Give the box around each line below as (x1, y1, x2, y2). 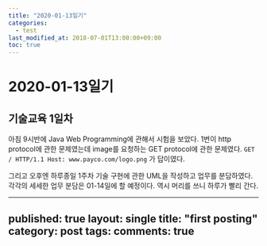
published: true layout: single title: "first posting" (8, 212, 258, 225)
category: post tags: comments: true (8, 224, 195, 238)
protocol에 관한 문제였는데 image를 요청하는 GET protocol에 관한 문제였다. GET (8, 144, 255, 154)
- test (15, 26, 37, 34)
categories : (8, 19, 48, 27)
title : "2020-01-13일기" (8, 11, 87, 20)
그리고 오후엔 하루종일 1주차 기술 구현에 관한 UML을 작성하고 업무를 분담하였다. (8, 171, 253, 181)
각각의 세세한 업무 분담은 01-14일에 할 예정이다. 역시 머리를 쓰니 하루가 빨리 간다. (8, 181, 259, 190)
